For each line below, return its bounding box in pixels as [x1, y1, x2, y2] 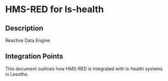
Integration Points [5, 52, 64, 61]
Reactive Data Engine [5, 37, 50, 43]
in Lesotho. [5, 71, 29, 77]
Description [5, 24, 43, 33]
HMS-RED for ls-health [5, 4, 104, 15]
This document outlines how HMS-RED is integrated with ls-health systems [5, 65, 163, 72]
